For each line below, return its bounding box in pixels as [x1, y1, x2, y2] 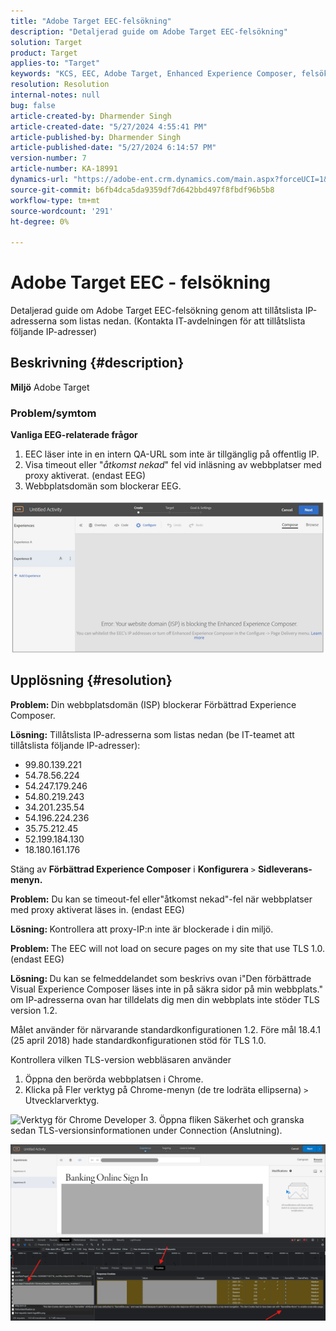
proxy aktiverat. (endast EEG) [24, 470, 146, 482]
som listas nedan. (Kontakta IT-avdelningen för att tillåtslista [59, 315, 306, 327]
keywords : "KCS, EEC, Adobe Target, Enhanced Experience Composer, [10, 69, 298, 79]
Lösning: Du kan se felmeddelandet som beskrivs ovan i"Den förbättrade [10, 972, 312, 984]
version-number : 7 [10, 153, 87, 164]
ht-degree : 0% [10, 216, 70, 227]
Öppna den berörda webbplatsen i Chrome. [24, 1073, 204, 1085]
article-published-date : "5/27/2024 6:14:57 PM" [10, 143, 217, 153]
